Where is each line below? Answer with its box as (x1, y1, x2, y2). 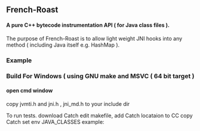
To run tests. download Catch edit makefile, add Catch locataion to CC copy (6, 112, 193, 119)
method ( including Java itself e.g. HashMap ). (6, 41, 120, 48)
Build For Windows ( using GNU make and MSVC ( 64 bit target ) (6, 72, 195, 80)
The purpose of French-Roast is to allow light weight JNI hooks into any (6, 35, 183, 42)
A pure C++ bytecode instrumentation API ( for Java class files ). (6, 21, 170, 29)
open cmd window (6, 87, 53, 95)
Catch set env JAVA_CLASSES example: (6, 118, 104, 125)
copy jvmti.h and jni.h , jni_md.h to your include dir (6, 100, 130, 107)
